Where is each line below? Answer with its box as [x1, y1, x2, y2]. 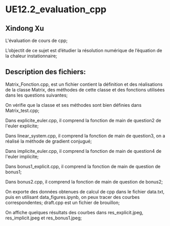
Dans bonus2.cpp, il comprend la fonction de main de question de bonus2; [5, 178, 163, 185]
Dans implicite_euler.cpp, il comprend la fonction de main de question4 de [5, 148, 162, 154]
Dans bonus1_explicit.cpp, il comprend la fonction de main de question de [5, 163, 161, 169]
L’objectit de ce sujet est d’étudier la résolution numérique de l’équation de [5, 48, 162, 53]
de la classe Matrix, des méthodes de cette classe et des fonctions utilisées [5, 86, 165, 93]
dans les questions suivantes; [5, 92, 68, 98]
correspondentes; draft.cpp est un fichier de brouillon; [5, 199, 120, 206]
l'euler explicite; [5, 123, 39, 129]
